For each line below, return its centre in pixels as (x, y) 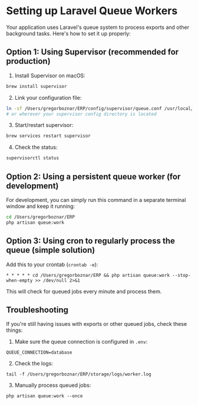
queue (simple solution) (51, 250)
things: (14, 330)
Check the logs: (34, 364)
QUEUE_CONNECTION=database (39, 352)
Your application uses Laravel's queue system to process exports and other (98, 27)
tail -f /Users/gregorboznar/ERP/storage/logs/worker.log (79, 374)
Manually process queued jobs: (53, 386)
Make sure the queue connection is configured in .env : (81, 342)
